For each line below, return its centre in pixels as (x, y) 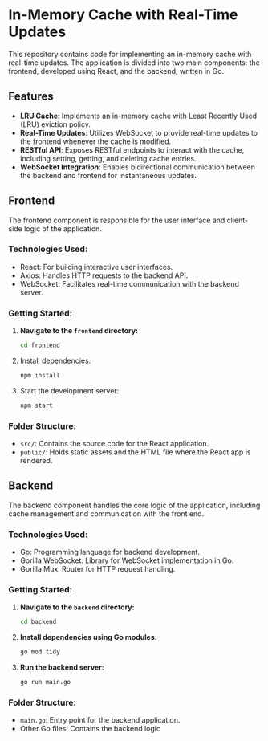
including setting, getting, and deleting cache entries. (108, 158)
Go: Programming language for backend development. (110, 552)
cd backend (38, 622)
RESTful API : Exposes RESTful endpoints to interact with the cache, (132, 149)
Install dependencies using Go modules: (89, 637)
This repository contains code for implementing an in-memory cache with (130, 54)
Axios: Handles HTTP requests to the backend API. (104, 275)
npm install (40, 376)
